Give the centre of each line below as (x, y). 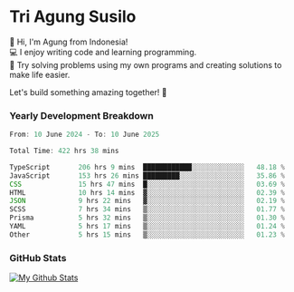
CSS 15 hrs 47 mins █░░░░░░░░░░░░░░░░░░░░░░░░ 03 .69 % (147, 184)
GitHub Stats (38, 258)
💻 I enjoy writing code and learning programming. (103, 52)
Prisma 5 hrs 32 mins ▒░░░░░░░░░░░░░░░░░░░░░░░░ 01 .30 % (147, 218)
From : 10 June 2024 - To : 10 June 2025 (85, 135)
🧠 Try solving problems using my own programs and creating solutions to (146, 64)
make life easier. (40, 74)
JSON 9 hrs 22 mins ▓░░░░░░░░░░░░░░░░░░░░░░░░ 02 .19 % (147, 201)
